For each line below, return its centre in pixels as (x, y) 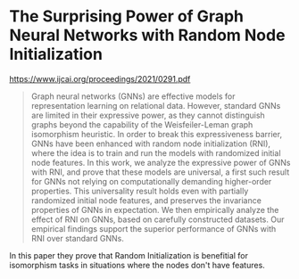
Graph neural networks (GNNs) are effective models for (133, 96)
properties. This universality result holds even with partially (140, 191)
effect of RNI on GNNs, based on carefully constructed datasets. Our (158, 219)
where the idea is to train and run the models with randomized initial (156, 152)
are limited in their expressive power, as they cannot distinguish (148, 115)
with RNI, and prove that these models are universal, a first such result (160, 172)
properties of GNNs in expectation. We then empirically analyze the (155, 209)
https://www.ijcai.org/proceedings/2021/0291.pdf (100, 78)
